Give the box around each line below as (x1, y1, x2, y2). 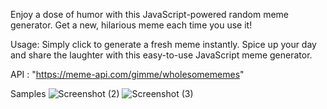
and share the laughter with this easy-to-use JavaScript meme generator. (10, 49, 313, 61)
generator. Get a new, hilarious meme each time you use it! (10, 19, 253, 31)
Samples (10, 88, 47, 99)
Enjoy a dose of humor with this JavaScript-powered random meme (10, 9, 290, 20)
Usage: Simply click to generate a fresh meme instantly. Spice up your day (10, 39, 317, 50)
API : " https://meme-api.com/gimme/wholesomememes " (10, 69, 245, 80)
